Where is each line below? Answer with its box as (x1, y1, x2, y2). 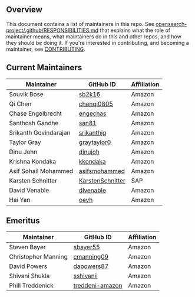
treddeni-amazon (73, 282, 123, 290)
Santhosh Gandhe (9, 119, 59, 127)
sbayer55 (73, 243, 100, 252)
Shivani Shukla (9, 272, 50, 280)
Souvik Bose (9, 90, 44, 98)
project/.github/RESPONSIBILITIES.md (6, 27, 99, 34)
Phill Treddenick (9, 282, 54, 290)
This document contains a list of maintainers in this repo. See (6, 20, 154, 27)
